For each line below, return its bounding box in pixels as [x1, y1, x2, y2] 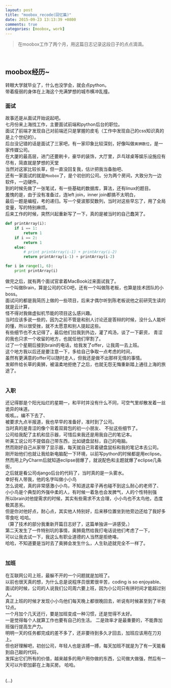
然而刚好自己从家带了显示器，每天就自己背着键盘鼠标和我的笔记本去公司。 [5, 444, 161, 450]
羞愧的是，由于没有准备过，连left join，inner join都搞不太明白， [5, 192, 138, 198]
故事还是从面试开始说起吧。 [5, 115, 64, 121]
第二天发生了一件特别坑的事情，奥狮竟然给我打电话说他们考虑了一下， [5, 528, 153, 534]
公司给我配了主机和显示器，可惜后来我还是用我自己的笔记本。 [5, 431, 135, 438]
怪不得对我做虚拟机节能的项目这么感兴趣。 [5, 310, 95, 316]
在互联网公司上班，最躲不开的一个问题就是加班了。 [5, 572, 112, 578]
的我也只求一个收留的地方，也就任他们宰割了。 [5, 335, 103, 341]
